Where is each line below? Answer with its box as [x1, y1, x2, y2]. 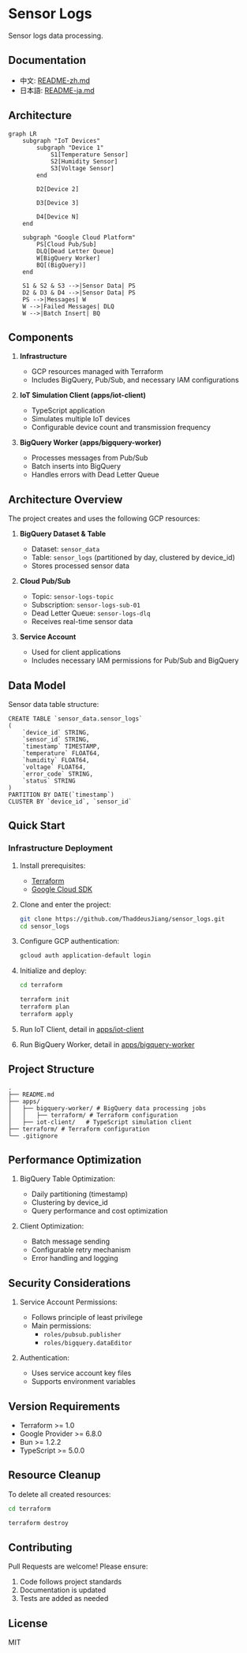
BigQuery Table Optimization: [19, 1174, 116, 1184]
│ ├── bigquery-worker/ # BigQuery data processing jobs [8, 1104, 207, 1113]
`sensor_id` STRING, [22, 735, 90, 743]
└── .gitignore [8, 1131, 58, 1140]
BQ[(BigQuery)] [36, 261, 87, 269]
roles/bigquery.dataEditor [43, 1339, 133, 1348]
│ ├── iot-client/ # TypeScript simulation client [8, 1118, 193, 1126]
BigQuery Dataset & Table [19, 529, 107, 539]
